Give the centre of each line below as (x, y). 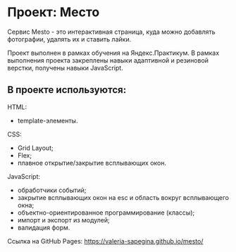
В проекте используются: (67, 90)
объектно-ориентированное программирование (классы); (106, 213)
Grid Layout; (36, 148)
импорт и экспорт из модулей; (64, 220)
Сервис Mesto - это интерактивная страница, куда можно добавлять (112, 32)
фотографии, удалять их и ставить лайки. (69, 39)
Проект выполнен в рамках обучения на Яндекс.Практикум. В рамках (113, 53)
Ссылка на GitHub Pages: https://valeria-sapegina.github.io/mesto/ (105, 241)
